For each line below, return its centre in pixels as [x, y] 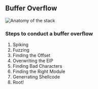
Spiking [21, 45]
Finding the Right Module [39, 72]
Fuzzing [21, 50]
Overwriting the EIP [33, 61]
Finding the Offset [31, 56]
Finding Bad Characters [37, 66]
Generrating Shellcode [36, 77]
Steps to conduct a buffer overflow [49, 33]
